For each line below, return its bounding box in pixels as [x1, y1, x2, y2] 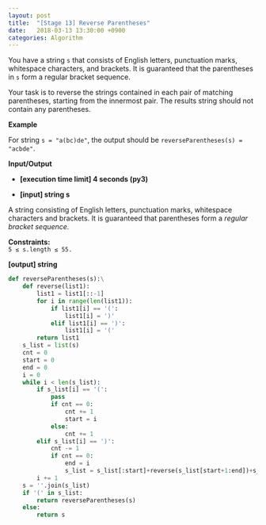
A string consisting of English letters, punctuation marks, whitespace [8, 205, 233, 215]
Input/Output [8, 159, 53, 169]
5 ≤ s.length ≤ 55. [8, 246, 73, 254]
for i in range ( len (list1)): [36, 297, 133, 305]
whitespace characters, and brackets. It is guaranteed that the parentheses [8, 64, 253, 74]
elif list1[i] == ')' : [50, 319, 126, 328]
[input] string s [19, 190, 70, 199]
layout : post [8, 11, 51, 20]
